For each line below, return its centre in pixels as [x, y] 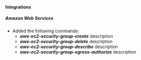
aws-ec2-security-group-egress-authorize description [78, 52]
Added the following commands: [46, 31]
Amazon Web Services [29, 18]
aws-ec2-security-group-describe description [69, 47]
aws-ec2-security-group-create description [67, 36]
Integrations [18, 7]
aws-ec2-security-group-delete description [66, 41]
